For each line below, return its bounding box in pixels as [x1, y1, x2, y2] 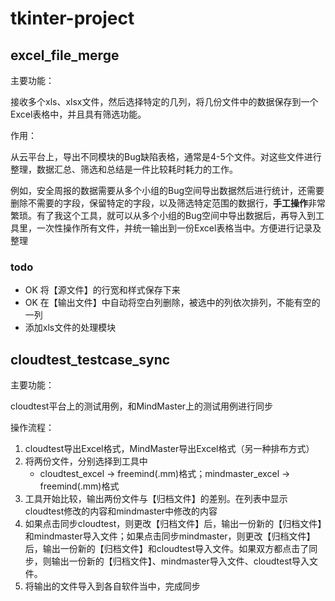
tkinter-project [10, 7, 135, 30]
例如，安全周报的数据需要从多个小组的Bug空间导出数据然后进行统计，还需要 [10, 185, 325, 196]
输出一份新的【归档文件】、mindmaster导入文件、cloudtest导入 [51, 555, 310, 567]
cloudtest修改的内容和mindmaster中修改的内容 [24, 505, 218, 517]
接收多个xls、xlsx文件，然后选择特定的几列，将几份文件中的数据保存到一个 [10, 96, 319, 107]
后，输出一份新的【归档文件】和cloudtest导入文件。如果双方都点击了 [24, 543, 310, 555]
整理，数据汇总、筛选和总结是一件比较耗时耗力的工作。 [10, 163, 238, 175]
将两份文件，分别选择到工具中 [24, 455, 148, 467]
